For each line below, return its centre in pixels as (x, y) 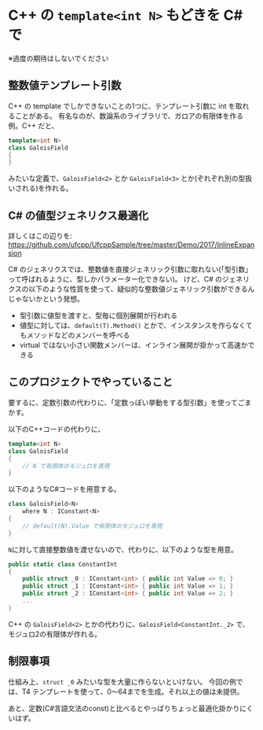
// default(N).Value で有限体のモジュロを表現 (92, 526)
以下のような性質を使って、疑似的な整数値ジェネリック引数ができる (138, 289)
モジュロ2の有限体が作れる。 (55, 634)
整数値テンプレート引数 (65, 85)
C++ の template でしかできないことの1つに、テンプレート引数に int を (122, 105)
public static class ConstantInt (63, 564)
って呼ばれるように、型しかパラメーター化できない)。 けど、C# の (115, 279)
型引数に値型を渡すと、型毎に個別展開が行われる (99, 315)
